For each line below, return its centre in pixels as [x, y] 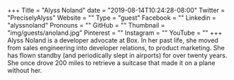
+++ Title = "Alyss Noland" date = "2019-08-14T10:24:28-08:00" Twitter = [116, 10]
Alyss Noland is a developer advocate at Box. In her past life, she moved [113, 40]
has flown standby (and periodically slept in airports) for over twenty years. [117, 55]
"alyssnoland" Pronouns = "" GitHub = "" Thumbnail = [86, 25]
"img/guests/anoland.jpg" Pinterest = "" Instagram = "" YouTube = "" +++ [115, 33]
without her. [25, 70]
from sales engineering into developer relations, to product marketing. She [116, 48]
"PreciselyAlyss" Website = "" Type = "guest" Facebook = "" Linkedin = [112, 18]
